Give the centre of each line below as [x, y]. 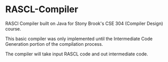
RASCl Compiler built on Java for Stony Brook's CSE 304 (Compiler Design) [84, 23]
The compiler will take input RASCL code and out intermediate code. [77, 54]
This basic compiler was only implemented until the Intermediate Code [79, 39]
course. [13, 28]
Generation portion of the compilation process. [54, 44]
